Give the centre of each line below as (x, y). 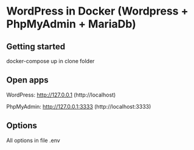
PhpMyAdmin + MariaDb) (71, 24)
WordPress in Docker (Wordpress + (97, 11)
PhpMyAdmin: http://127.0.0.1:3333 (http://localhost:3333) (79, 106)
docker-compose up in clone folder (50, 61)
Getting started (36, 46)
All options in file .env (33, 140)
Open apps (27, 80)
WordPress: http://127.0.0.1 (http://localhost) (61, 95)
